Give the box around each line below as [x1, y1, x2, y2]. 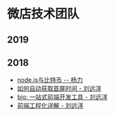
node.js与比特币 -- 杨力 [16, 76, 84, 84]
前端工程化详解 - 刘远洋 [16, 102, 84, 110]
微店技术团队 [7, 6, 80, 22]
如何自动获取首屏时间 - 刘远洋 [16, 85, 102, 93]
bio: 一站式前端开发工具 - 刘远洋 [16, 93, 108, 101]
